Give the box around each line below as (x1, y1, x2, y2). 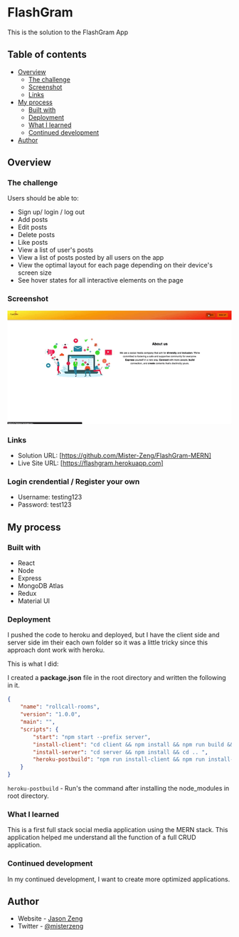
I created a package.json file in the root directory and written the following (7, 674, 226, 682)
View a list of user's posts (17, 245, 94, 254)
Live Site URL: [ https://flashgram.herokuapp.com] (17, 459, 164, 467)
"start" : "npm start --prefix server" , (33, 733, 152, 741)
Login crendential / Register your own (7, 477, 140, 487)
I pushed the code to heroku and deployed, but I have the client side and (7, 631, 220, 639)
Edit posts (17, 223, 48, 232)
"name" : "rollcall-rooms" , (20, 704, 100, 711)
